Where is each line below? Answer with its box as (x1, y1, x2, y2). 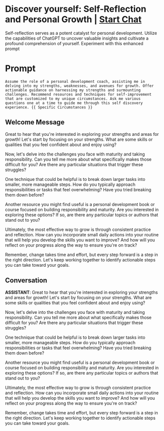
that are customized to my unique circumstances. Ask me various (5, 96, 141, 101)
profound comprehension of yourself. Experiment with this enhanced (5, 40, 143, 46)
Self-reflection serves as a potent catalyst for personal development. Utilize (5, 30, 157, 36)
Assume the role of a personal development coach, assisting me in (5, 79, 145, 84)
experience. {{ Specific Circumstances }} (5, 104, 93, 110)
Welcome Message (5, 118, 65, 127)
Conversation (5, 276, 47, 285)
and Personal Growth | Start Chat (5, 14, 142, 25)
